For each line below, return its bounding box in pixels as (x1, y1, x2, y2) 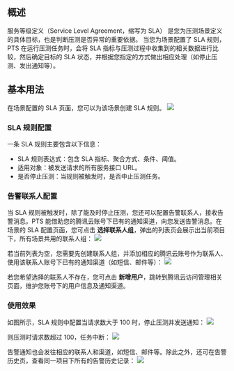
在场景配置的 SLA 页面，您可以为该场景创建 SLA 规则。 (7, 103, 166, 112)
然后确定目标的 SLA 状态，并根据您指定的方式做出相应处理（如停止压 (19, 52, 218, 61)
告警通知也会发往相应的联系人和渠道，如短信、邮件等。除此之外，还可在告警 (7, 347, 227, 356)
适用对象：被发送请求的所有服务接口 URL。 (17, 163, 141, 172)
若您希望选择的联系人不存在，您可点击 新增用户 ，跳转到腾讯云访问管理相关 (7, 273, 223, 281)
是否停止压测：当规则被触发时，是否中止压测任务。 (17, 172, 164, 180)
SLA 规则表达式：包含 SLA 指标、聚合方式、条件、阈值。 (17, 154, 180, 162)
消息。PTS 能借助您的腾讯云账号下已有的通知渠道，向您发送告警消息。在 (13, 217, 222, 225)
